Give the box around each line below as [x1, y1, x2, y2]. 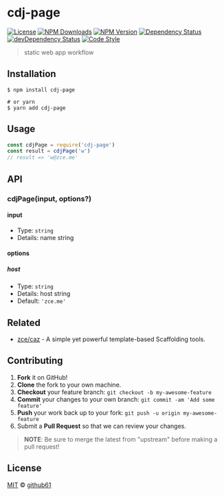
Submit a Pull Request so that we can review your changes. [16, 422, 187, 430]
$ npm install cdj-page [7, 86, 76, 94]
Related [7, 316, 41, 328]
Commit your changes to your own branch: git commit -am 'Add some [16, 395, 215, 403]
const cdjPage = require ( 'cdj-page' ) [7, 141, 115, 149]
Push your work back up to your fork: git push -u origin [16, 408, 181, 417]
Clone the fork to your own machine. [16, 380, 122, 389]
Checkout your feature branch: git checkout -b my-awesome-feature [16, 387, 212, 396]
